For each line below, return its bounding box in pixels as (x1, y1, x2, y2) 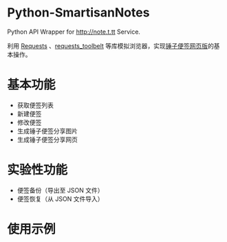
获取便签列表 (17, 101, 54, 109)
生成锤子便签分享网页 (17, 135, 78, 144)
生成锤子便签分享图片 (17, 126, 78, 135)
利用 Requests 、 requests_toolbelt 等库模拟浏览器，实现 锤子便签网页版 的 (7, 41, 215, 49)
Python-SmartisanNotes (7, 5, 150, 21)
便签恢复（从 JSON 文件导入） (17, 195, 104, 203)
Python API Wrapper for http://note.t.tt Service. (7, 27, 141, 36)
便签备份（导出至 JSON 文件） (17, 186, 104, 194)
